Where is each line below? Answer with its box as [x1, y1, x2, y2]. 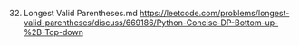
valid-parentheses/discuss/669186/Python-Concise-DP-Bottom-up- [23, 17, 279, 28]
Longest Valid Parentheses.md [23, 8, 139, 18]
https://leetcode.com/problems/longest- [140, 8, 290, 18]
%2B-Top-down [23, 27, 84, 37]
